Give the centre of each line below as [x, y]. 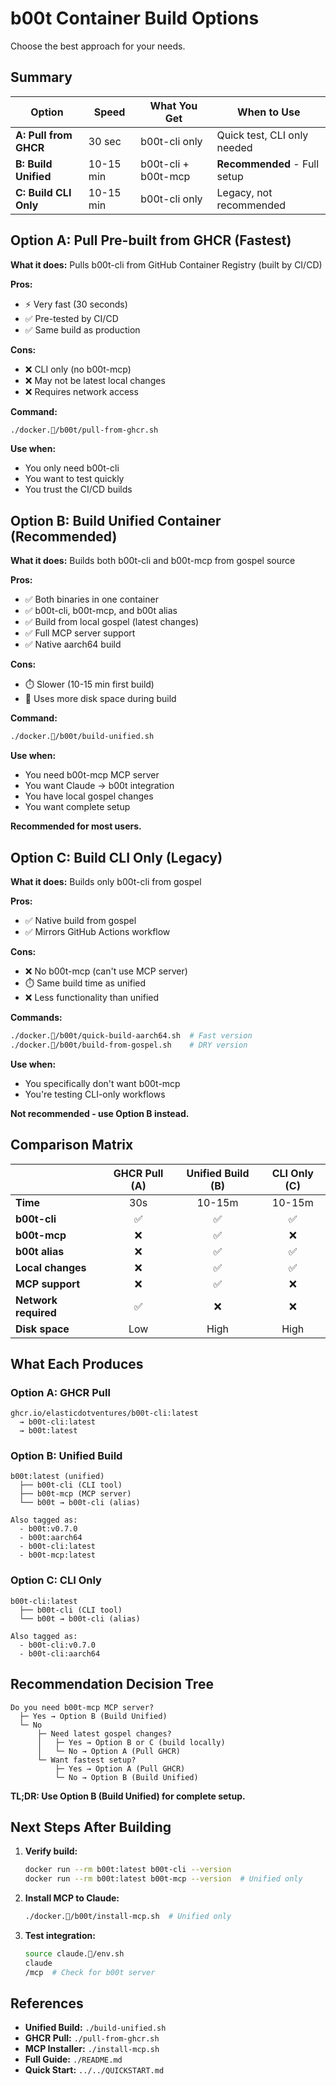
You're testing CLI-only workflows [95, 1094]
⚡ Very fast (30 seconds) [76, 304]
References [47, 2003]
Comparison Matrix [72, 1145]
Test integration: [60, 1936]
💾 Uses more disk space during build [100, 699]
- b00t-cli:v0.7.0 [58, 1645]
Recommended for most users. [76, 826]
